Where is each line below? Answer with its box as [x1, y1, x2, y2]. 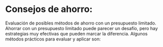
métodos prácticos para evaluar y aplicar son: [5, 36, 101, 42]
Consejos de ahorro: [5, 3, 93, 15]
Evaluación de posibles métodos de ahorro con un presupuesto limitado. [5, 20, 156, 26]
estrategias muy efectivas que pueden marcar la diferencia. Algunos [5, 30, 148, 36]
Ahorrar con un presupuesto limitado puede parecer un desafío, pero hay [5, 25, 158, 31]
